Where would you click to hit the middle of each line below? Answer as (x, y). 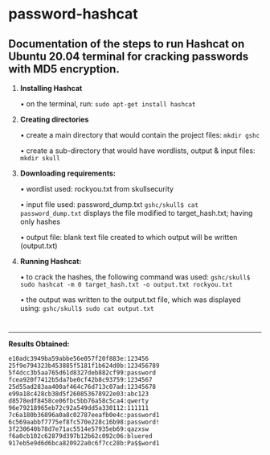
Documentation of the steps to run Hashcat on (127, 44)
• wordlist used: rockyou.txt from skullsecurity (97, 189)
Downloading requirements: (68, 173)
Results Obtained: (39, 344)
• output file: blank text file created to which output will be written (129, 237)
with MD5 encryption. (64, 69)
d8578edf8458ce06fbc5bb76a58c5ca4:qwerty (79, 401)
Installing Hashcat (51, 88)
